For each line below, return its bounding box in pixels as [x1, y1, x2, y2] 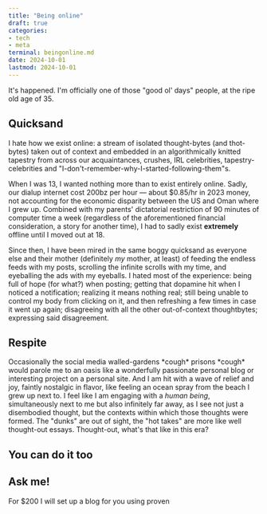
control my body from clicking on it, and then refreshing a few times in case [8, 296, 257, 305]
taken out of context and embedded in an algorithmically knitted [30, 147, 241, 156]
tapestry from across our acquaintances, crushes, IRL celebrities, [8, 155, 223, 164]
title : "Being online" [8, 11, 84, 20]
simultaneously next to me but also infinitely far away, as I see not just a [8, 399, 245, 409]
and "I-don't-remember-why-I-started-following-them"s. [44, 163, 231, 173]
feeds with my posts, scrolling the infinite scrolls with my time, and [8, 262, 227, 272]
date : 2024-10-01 [8, 57, 66, 65]
